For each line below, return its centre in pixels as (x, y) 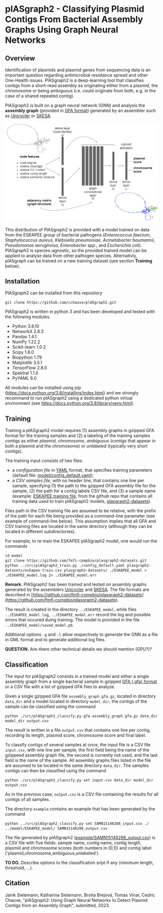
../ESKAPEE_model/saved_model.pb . (39, 625)
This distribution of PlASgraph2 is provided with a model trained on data (77, 229)
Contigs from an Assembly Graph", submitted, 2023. (58, 905)
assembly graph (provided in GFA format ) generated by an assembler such (81, 110)
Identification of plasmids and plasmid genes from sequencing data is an (78, 70)
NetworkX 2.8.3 (28, 331)
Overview (20, 58)
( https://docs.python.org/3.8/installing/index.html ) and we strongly (72, 393)
